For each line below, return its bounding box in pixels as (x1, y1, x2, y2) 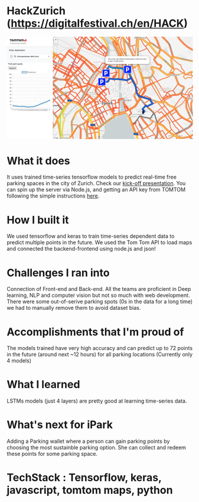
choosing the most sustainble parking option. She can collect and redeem (6, 444, 187, 451)
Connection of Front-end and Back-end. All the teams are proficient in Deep (6, 286, 191, 293)
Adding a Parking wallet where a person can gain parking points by (6, 438, 170, 445)
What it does (6, 154, 70, 167)
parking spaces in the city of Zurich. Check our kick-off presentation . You (6, 180, 186, 187)
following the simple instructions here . (6, 192, 100, 199)
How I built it (6, 213, 70, 226)
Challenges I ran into (6, 266, 110, 279)
